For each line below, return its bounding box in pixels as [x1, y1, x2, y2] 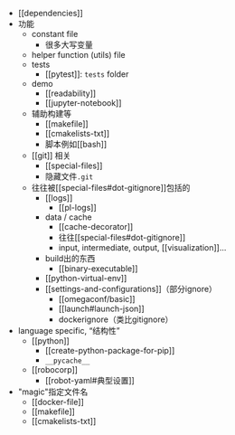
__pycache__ [44, 356, 90, 365]
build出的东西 [44, 253, 96, 263]
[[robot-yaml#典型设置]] [44, 375, 136, 385]
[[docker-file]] [31, 397, 84, 407]
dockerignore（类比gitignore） [58, 314, 174, 325]
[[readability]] [44, 88, 97, 99]
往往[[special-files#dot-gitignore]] [58, 232, 186, 242]
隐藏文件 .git [44, 171, 94, 182]
